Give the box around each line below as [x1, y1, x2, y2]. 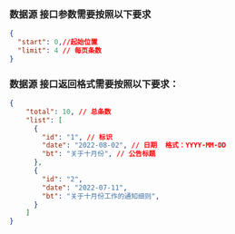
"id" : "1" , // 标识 [42, 132, 113, 141]
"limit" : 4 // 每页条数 [17, 46, 103, 55]
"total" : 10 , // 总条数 [25, 107, 112, 116]
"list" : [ [25, 115, 64, 124]
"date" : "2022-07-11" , [42, 183, 128, 192]
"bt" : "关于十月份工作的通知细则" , [42, 191, 161, 200]
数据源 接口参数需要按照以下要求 [9, 7, 152, 20]
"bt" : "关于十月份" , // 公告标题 [42, 150, 156, 159]
